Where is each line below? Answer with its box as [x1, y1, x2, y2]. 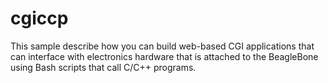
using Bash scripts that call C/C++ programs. [10, 61, 197, 73]
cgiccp [10, 7, 69, 30]
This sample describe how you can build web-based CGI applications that [10, 40, 315, 52]
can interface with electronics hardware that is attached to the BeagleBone [10, 50, 319, 62]
